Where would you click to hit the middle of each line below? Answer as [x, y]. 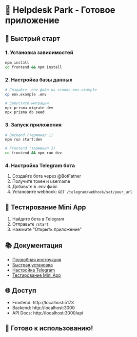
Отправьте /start [30, 224]
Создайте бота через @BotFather [47, 176]
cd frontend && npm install [34, 67]
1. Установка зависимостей [39, 52]
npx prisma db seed [25, 112]
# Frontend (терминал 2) [30, 148]
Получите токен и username [41, 181]
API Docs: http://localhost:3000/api [48, 313]
